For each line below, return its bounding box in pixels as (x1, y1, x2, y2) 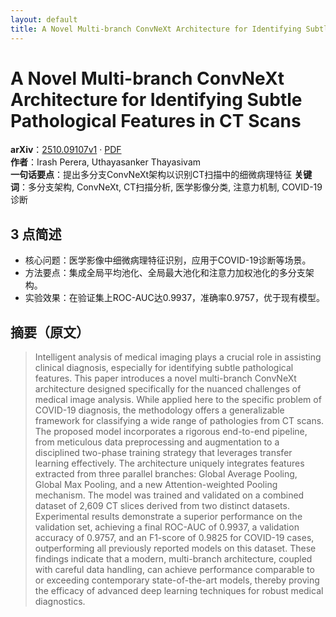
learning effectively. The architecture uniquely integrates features (34, 457, 305, 470)
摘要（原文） (10, 324, 90, 341)
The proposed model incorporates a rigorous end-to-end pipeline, (34, 426, 308, 438)
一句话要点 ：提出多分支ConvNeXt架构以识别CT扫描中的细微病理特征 (10, 169, 293, 181)
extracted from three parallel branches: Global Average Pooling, (34, 468, 298, 480)
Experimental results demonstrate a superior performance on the (34, 511, 303, 523)
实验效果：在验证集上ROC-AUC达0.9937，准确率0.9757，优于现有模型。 (24, 292, 325, 304)
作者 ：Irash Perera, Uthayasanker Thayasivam (10, 156, 202, 168)
